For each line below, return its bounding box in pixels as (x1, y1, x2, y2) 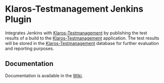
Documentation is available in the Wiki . (5, 72, 83, 79)
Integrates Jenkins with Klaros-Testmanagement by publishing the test (5, 30, 147, 36)
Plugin (5, 14, 32, 25)
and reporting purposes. (5, 45, 54, 51)
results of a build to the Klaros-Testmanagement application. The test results (5, 35, 160, 41)
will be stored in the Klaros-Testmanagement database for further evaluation (5, 40, 159, 46)
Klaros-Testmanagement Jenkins (5, 3, 143, 15)
